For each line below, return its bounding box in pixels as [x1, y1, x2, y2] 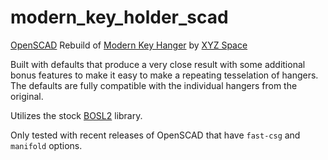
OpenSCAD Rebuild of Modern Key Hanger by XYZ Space [10, 39, 248, 51]
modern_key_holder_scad [10, 6, 229, 29]
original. [10, 90, 44, 102]
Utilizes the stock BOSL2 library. [10, 109, 143, 121]
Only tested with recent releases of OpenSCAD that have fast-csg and [10, 129, 301, 141]
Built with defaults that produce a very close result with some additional [10, 58, 306, 70]
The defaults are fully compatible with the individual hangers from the [10, 79, 298, 91]
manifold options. [10, 139, 83, 151]
